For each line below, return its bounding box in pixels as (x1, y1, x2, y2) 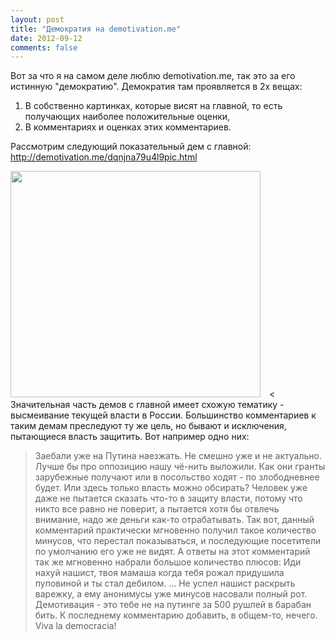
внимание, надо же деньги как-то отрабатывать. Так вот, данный (34, 514, 315, 526)
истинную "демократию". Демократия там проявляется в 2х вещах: (10, 81, 303, 93)
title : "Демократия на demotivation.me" (10, 24, 182, 34)
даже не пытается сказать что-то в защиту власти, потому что (34, 492, 303, 505)
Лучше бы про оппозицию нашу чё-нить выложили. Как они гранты (34, 461, 326, 473)
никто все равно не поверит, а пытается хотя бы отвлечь (34, 503, 280, 515)
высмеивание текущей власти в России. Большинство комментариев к (10, 409, 317, 421)
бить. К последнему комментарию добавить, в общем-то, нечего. (34, 609, 318, 621)
